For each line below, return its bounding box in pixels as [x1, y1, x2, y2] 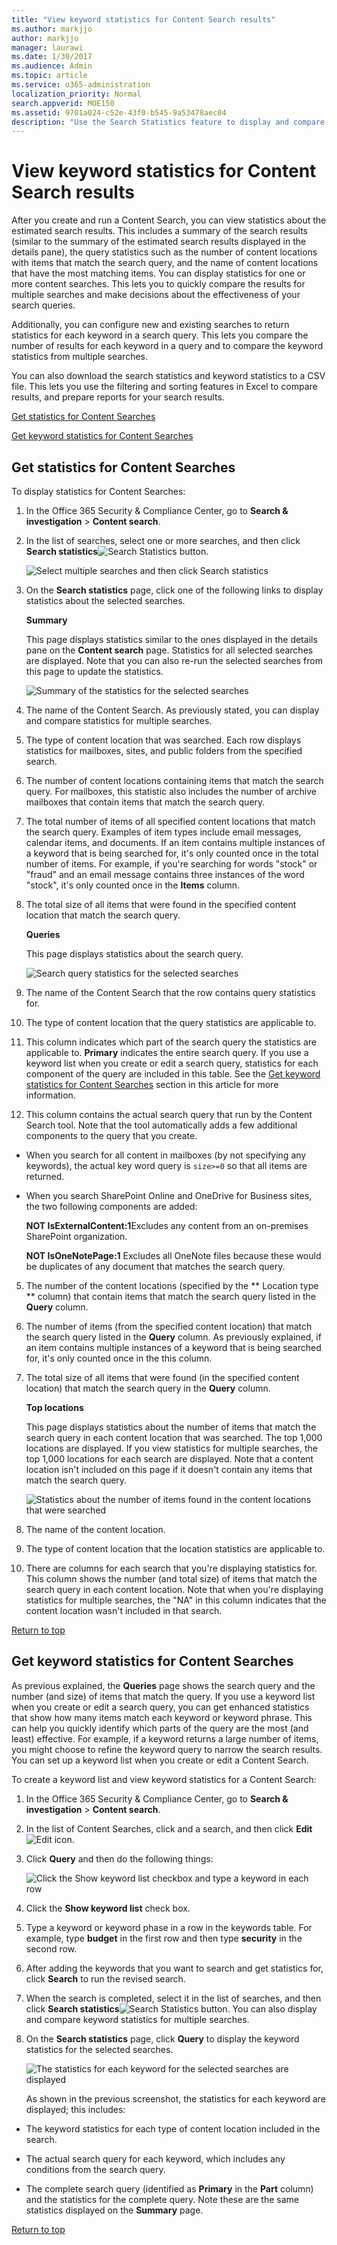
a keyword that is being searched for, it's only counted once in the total [25, 847, 319, 859]
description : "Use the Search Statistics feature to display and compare [11, 117, 326, 127]
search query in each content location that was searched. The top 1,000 [25, 1432, 323, 1443]
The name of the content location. [25, 1524, 166, 1535]
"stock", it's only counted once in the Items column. [25, 879, 241, 891]
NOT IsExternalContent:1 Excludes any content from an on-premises [25, 1220, 309, 1231]
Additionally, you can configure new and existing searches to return [11, 319, 290, 331]
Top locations [25, 1402, 84, 1413]
